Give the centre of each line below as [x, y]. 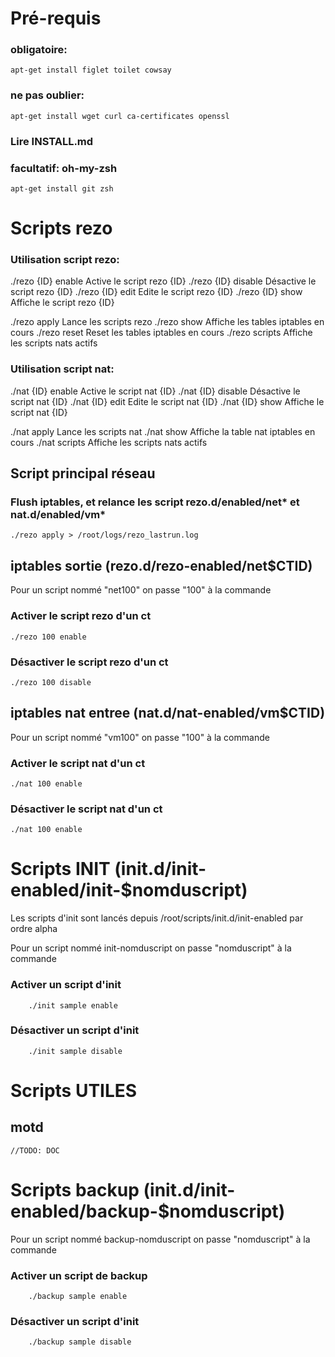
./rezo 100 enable [48, 637]
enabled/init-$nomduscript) [129, 890]
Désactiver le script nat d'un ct [86, 809]
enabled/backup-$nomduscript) [148, 1211]
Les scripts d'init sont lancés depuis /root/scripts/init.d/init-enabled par [157, 918]
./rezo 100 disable [51, 682]
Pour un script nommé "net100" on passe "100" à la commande [141, 590]
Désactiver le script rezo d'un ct [89, 662]
